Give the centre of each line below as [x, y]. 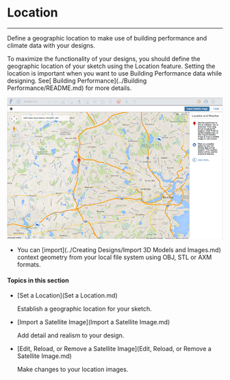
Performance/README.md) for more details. [69, 88]
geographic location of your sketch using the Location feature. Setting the [111, 66]
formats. [29, 265]
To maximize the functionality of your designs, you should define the [104, 58]
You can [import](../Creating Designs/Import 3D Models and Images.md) [119, 250]
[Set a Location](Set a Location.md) [67, 295]
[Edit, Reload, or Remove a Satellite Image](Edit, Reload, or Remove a [114, 349]
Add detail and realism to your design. [71, 335]
